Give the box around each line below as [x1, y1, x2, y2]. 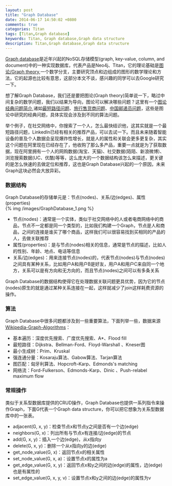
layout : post [5, 7, 33, 13]
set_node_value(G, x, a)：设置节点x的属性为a [12, 455, 107, 461]
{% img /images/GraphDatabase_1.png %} [5, 205, 94, 212]
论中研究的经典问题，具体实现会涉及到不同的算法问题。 [5, 111, 122, 118]
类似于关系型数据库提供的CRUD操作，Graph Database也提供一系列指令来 [5, 399, 160, 406]
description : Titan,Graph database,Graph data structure [5, 41, 130, 46]
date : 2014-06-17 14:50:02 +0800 [5, 17, 77, 22]
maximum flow [12, 373, 44, 379]
